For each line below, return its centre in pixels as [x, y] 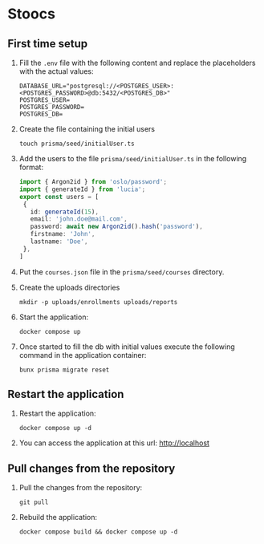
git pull [34, 502]
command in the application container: [83, 355]
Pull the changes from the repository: [81, 488]
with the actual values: [56, 71]
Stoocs [31, 14]
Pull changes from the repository [91, 468]
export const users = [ [59, 197]
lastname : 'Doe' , [59, 242]
